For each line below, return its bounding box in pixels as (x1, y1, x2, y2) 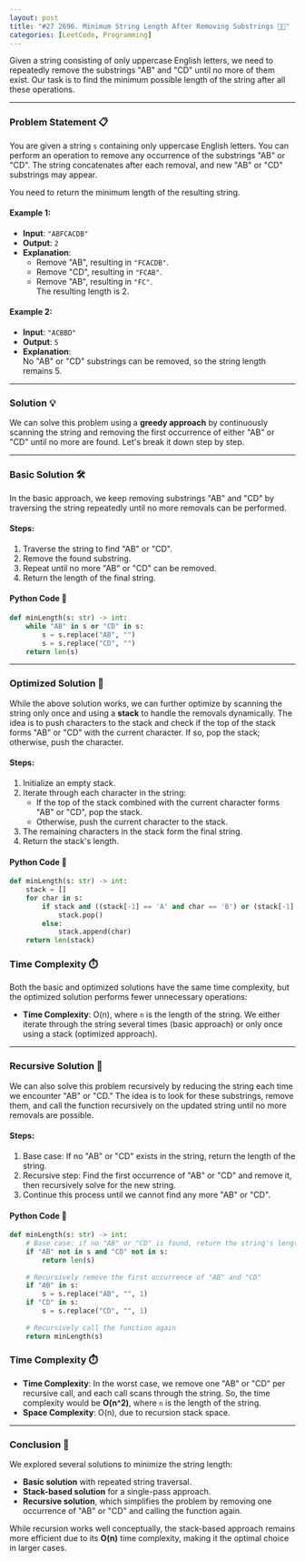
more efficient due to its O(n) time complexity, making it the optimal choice (9, 1533, 290, 1544)
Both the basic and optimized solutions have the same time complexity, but (9, 982, 290, 993)
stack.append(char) (57, 927, 132, 937)
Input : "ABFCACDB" (22, 227, 89, 238)
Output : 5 (22, 337, 59, 348)
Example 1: (9, 207, 52, 218)
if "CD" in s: (25, 1298, 79, 1307)
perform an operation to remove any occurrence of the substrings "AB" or (9, 149, 286, 160)
